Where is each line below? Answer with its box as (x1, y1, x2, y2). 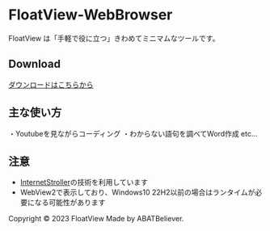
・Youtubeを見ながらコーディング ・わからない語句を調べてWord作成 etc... (8, 128, 258, 138)
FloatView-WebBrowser (8, 6, 173, 24)
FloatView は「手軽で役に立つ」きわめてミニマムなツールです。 (8, 33, 220, 43)
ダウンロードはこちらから (8, 79, 94, 90)
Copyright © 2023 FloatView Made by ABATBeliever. (8, 214, 184, 224)
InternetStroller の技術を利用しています (19, 178, 148, 187)
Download (8, 57, 61, 71)
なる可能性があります (34, 198, 106, 208)
